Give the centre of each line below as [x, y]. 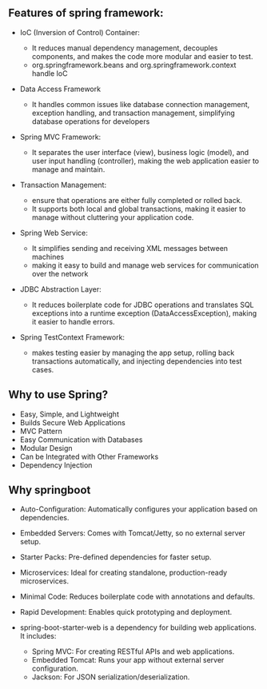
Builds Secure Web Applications [72, 422]
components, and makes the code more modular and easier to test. [142, 56]
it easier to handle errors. [73, 321]
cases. [43, 369]
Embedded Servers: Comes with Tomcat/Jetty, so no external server [132, 533]
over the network [60, 273]
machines [48, 257]
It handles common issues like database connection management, [141, 104]
